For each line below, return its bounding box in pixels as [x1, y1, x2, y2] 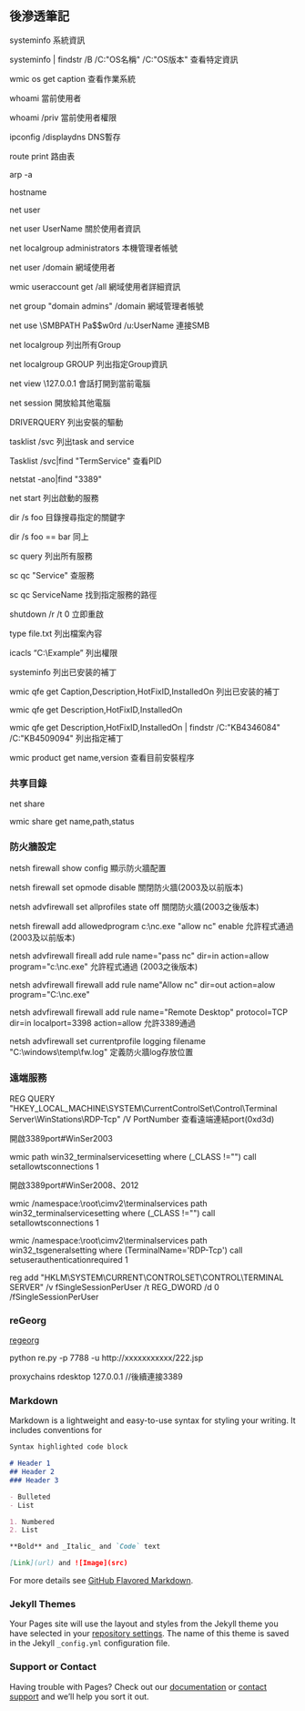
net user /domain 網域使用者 [9, 261, 116, 272]
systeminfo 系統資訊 [9, 35, 86, 46]
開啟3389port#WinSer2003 [9, 1132, 114, 1143]
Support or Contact [9, 1661, 97, 1674]
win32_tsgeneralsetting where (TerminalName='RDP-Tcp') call [9, 1245, 243, 1255]
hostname [9, 186, 47, 198]
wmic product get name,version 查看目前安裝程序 [9, 752, 195, 763]
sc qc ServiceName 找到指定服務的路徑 [9, 589, 158, 599]
